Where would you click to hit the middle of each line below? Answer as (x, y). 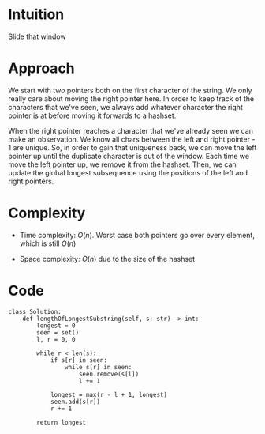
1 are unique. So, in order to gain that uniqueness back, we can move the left (132, 147)
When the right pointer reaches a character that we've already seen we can (131, 130)
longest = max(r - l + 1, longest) (109, 394)
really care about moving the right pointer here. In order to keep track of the (131, 98)
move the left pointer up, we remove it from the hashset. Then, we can (122, 164)
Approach (41, 68)
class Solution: (35, 311)
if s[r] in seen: (79, 360)
